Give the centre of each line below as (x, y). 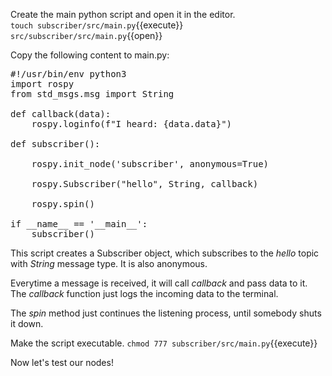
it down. (27, 323)
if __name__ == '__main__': (79, 224)
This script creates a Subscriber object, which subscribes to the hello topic (165, 253)
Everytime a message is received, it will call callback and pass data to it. (159, 283)
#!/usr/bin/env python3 (68, 74)
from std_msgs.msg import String (92, 94)
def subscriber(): (55, 144)
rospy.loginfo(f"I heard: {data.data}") (132, 124)
